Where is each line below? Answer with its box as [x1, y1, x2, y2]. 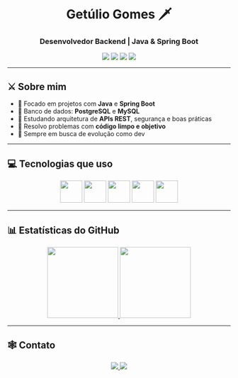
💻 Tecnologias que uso [7, 157, 113, 169]
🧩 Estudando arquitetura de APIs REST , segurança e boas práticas [17, 115, 212, 123]
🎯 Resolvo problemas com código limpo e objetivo [17, 122, 166, 130]
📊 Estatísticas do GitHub [7, 224, 120, 236]
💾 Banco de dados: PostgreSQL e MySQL [17, 107, 140, 116]
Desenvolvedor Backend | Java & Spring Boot [40, 37, 198, 47]
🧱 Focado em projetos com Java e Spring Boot [17, 99, 156, 108]
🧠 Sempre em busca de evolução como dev [17, 130, 145, 138]
